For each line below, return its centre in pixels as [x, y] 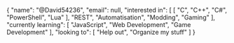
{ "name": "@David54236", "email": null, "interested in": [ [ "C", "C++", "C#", [117, 10]
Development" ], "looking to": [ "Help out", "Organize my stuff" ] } [101, 32]
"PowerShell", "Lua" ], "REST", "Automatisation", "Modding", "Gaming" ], [111, 17]
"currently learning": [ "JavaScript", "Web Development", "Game [99, 25]
